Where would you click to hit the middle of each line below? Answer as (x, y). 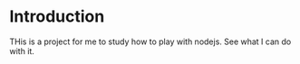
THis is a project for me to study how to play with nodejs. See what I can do (150, 41)
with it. (22, 50)
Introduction (57, 17)
